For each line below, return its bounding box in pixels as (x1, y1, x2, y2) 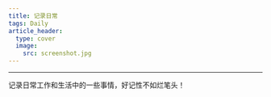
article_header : (8, 27, 63, 35)
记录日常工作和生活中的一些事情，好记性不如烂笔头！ (8, 80, 186, 90)
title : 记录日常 (8, 11, 58, 20)
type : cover (15, 34, 56, 43)
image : (15, 42, 38, 50)
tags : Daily (8, 19, 48, 27)
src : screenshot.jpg (23, 49, 92, 57)
